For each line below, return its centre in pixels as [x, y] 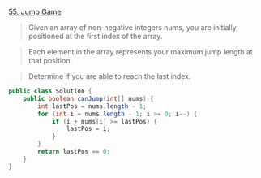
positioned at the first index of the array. [95, 36]
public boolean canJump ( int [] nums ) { [88, 98]
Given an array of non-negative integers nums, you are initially [132, 27]
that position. [50, 61]
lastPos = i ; [88, 129]
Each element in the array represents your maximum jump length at [140, 52]
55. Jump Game [35, 12]
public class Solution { [50, 91]
